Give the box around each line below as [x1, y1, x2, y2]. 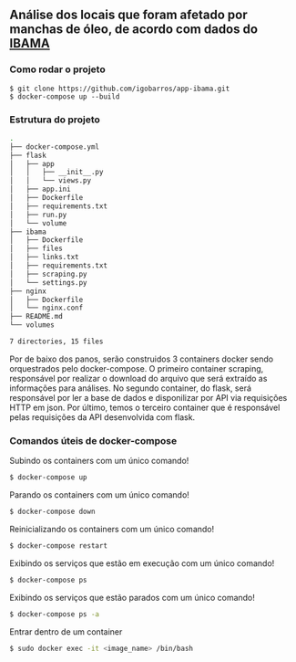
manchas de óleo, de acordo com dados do [9, 22, 258, 37]
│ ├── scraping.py [9, 269, 88, 278]
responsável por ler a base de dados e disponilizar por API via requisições [9, 392, 288, 403]
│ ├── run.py [9, 210, 67, 219]
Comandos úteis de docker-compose [9, 434, 178, 447]
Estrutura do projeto [9, 113, 100, 126]
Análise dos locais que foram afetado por [9, 7, 248, 23]
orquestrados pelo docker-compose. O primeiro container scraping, [9, 363, 264, 373]
